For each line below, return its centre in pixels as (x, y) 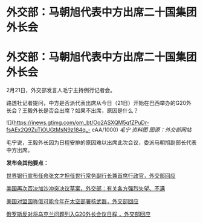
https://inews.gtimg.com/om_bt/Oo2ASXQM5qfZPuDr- (82, 123)
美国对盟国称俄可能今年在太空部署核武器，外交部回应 (72, 201)
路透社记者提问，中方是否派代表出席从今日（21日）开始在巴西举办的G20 (96, 103)
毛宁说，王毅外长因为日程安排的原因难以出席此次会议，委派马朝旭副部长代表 (101, 143)
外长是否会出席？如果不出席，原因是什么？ (85, 111)
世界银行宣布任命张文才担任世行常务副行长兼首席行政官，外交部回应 (91, 176)
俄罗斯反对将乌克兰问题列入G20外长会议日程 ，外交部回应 (79, 214)
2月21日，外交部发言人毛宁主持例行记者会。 (61, 90)
